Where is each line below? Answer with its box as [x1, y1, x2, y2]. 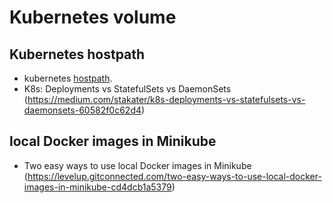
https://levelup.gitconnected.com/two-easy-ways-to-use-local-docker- [27, 170, 322, 182]
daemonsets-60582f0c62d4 [23, 104, 142, 116]
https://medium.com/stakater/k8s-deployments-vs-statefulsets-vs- [27, 94, 306, 105]
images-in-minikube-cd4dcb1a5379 [23, 181, 172, 193]
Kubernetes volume [9, 6, 177, 29]
